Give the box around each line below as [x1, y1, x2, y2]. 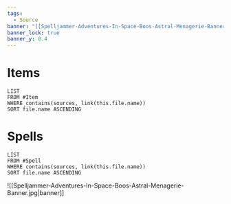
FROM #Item [7, 94, 38, 101]
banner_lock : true [7, 29, 60, 36]
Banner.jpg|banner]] [7, 189, 65, 196]
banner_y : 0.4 [7, 36, 48, 43]
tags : [7, 10, 23, 17]
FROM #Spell [7, 157, 41, 164]
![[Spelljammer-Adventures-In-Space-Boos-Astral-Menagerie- [7, 181, 184, 190]
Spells [7, 128, 43, 144]
